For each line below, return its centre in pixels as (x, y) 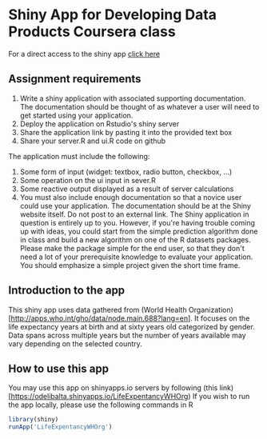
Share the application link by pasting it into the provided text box (126, 132)
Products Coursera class (92, 32)
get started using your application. (76, 115)
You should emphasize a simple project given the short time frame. (130, 265)
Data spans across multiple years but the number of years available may (127, 335)
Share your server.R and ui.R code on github (93, 141)
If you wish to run (221, 397)
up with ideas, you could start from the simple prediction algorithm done (139, 231)
